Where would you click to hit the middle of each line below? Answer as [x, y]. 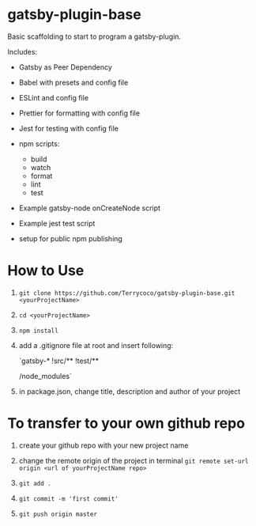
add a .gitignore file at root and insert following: [96, 345]
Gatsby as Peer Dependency [65, 67]
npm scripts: [39, 143]
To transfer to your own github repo [126, 424]
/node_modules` [45, 376]
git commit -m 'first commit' [69, 499]
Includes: [22, 51]
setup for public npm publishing [71, 238]
